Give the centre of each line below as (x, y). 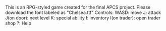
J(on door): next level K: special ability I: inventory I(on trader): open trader (83, 18)
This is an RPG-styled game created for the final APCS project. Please (78, 7)
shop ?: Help (18, 23)
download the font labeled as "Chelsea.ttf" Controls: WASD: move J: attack (83, 12)
